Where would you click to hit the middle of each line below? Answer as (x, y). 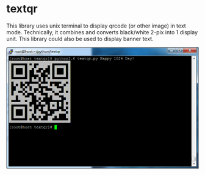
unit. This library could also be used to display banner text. (80, 39)
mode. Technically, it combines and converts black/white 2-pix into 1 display (102, 32)
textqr (22, 9)
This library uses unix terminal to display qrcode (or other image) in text (96, 26)
